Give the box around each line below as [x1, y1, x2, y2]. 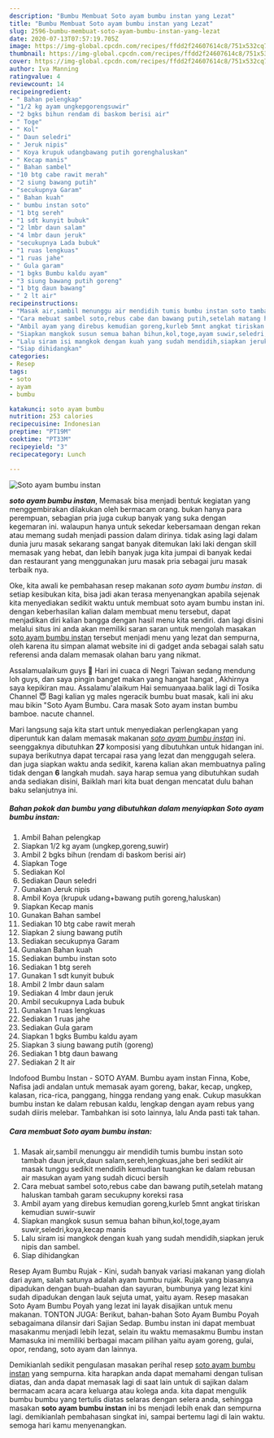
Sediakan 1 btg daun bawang [20, 1049, 119, 1059]
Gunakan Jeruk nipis [20, 885, 90, 894]
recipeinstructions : [9, 299, 80, 308]
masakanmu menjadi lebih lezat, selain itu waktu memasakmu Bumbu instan [9, 1327, 263, 1337]
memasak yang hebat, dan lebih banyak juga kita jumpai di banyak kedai [9, 547, 252, 557]
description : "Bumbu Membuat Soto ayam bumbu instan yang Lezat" [9, 11, 235, 20]
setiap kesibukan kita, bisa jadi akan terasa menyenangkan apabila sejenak [9, 589, 260, 599]
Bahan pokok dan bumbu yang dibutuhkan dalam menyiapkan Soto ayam [9, 803, 264, 814]
